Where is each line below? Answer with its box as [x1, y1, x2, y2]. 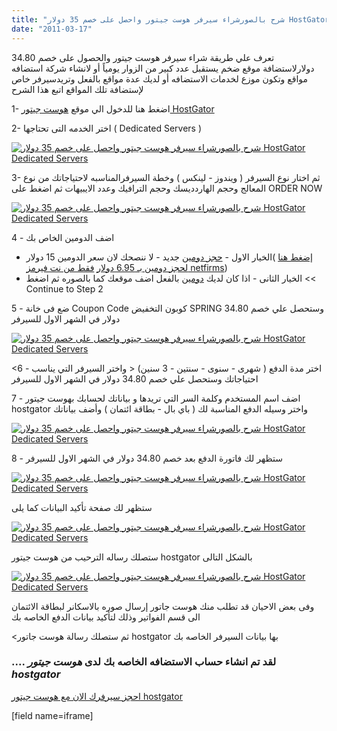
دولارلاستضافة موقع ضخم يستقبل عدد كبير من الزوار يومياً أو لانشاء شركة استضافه [11, 62, 315, 74]
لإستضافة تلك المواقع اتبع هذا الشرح [11, 83, 144, 95]
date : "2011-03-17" [11, 24, 93, 34]
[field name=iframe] [11, 709, 94, 721]
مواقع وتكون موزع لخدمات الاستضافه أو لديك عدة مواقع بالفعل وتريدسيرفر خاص [11, 72, 309, 85]
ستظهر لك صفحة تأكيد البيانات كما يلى [11, 501, 153, 513]
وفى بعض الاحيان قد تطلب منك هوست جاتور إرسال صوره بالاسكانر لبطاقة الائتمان [11, 600, 315, 612]
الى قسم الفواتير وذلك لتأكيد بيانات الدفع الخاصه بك [11, 611, 201, 623]
